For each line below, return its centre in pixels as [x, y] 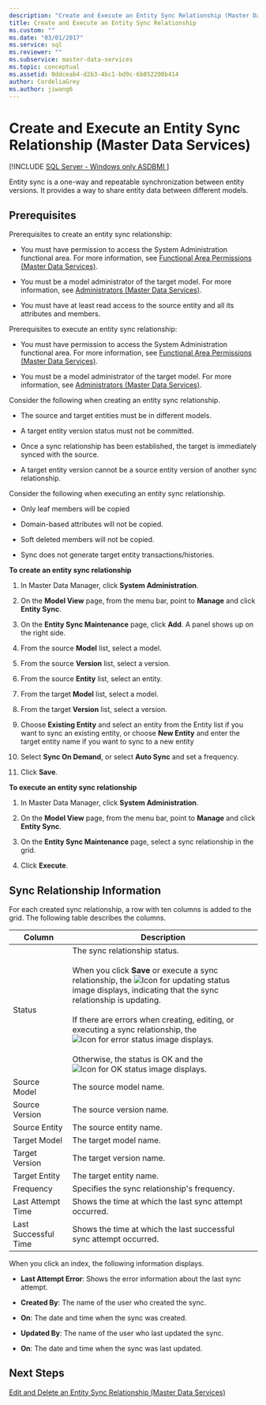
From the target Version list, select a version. [94, 710]
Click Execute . [44, 865]
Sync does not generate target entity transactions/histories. [117, 555]
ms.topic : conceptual [45, 67]
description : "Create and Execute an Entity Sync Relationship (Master [129, 15]
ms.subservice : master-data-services [71, 60]
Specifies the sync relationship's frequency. [154, 1188]
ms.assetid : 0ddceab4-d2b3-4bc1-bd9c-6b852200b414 [94, 74]
